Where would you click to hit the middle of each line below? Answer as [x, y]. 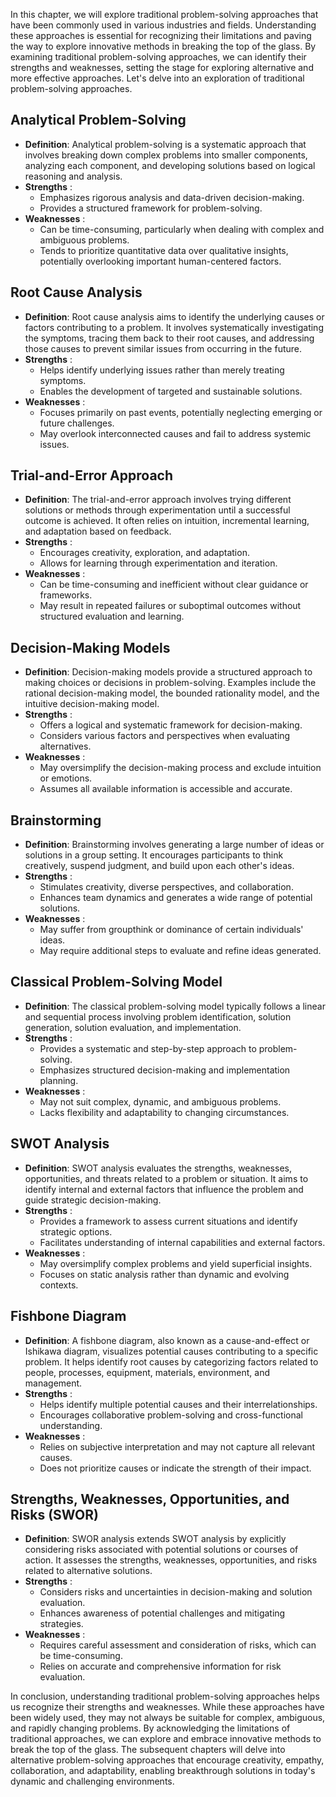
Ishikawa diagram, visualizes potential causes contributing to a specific [171, 1351]
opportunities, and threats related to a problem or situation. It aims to [166, 1178]
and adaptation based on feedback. [98, 531]
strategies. [61, 1624]
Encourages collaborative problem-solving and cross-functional [171, 1415]
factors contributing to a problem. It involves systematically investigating [174, 327]
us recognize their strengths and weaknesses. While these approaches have [167, 1707]
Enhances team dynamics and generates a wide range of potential [176, 898]
